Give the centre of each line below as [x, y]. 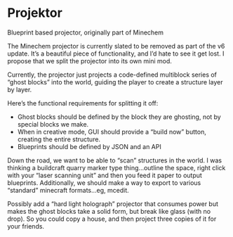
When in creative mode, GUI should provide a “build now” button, [112, 132]
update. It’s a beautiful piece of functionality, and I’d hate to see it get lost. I [116, 53]
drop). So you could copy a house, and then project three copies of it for [112, 219]
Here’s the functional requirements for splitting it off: [83, 103]
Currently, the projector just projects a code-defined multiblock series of [112, 75]
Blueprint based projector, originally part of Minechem [85, 32]
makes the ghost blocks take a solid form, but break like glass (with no [109, 211]
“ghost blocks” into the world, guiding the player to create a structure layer [115, 82]
